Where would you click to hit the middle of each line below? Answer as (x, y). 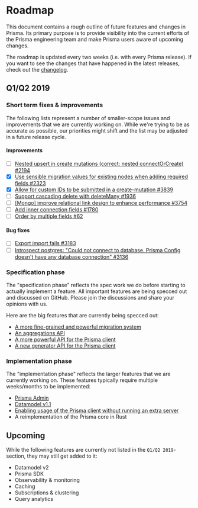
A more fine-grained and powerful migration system (78, 327)
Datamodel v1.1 (33, 404)
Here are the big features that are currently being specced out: (82, 315)
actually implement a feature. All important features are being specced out (97, 291)
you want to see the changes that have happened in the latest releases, (93, 63)
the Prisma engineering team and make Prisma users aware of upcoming (95, 39)
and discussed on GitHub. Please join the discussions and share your (90, 297)
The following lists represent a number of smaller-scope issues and (88, 118)
